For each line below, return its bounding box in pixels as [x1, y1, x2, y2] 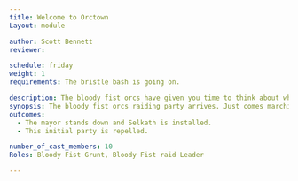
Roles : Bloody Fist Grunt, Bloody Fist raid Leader [9, 151, 204, 160]
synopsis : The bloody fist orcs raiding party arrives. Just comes [9, 102, 264, 110]
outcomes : [9, 109, 46, 119]
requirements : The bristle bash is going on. [9, 78, 180, 87]
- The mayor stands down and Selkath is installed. [17, 118, 213, 127]
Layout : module [9, 21, 66, 30]
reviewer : [9, 45, 46, 54]
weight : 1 [9, 70, 46, 79]
